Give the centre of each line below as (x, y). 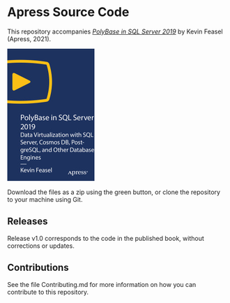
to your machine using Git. (45, 199)
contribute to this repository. (48, 292)
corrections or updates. (41, 246)
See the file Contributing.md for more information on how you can (102, 284)
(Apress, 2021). (29, 38)
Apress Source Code (68, 12)
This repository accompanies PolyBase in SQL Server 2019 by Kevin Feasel (115, 31)
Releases (28, 222)
